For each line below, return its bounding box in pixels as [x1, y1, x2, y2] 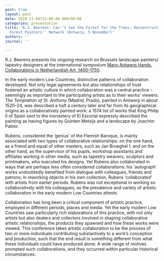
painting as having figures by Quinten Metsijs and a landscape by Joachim [5, 118, 155, 124]
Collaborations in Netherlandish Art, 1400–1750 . [5, 67, 101, 73]
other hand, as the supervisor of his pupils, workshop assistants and [5, 148, 143, 154]
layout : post [5, 12, 32, 17]
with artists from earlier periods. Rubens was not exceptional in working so [5, 179, 156, 185]
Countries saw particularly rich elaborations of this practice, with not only [5, 210, 153, 216]
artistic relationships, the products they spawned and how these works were [5, 220, 159, 226]
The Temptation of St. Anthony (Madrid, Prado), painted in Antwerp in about [5, 97, 158, 103]
